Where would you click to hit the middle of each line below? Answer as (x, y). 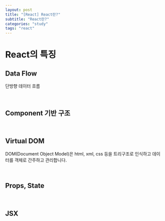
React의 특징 (31, 55)
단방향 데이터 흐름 (23, 86)
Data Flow (21, 73)
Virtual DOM (25, 141)
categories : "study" (27, 24)
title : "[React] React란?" (33, 14)
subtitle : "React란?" (27, 19)
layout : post (19, 10)
